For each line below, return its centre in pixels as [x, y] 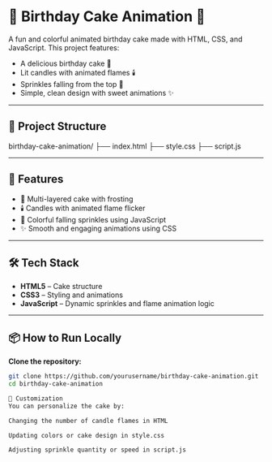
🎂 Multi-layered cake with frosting [76, 199]
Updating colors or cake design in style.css [86, 435]
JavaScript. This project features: [64, 47]
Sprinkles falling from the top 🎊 [72, 84]
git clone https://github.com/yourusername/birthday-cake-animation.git [134, 377]
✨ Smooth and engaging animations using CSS [98, 228]
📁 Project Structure [57, 126]
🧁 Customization [36, 398]
